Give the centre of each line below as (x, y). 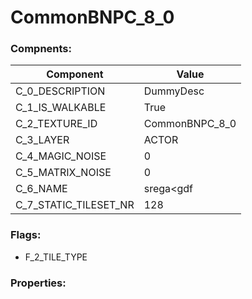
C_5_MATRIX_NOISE (63, 173)
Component (75, 74)
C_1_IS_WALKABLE (61, 108)
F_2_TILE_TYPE (56, 257)
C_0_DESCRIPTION (60, 91)
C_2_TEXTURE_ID (56, 124)
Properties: (38, 283)
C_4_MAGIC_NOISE (61, 156)
